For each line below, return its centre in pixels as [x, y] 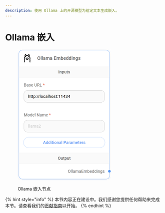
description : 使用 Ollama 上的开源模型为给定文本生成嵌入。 [62, 10]
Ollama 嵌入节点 [34, 189]
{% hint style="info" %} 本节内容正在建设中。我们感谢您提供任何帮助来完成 [82, 200]
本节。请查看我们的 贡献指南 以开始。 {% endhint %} [58, 206]
